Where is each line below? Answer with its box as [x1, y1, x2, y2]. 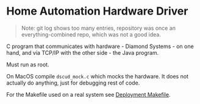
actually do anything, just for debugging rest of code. [6, 79, 140, 86]
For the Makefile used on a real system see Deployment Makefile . [6, 91, 171, 98]
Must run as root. [6, 61, 50, 68]
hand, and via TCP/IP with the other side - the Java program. [6, 49, 159, 56]
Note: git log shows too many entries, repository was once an [21, 24, 176, 32]
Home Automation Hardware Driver [6, 4, 188, 18]
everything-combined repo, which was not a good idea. [21, 30, 162, 38]
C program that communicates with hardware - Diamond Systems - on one [6, 43, 194, 50]
